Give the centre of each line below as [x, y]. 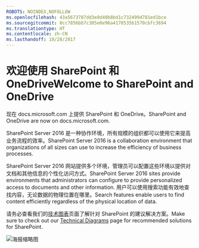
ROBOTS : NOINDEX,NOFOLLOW [38, 12]
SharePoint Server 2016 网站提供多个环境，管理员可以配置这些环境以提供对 [99, 166]
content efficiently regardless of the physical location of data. [82, 201]
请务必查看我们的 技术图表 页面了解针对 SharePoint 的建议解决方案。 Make [96, 213]
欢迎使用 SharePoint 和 [63, 71]
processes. [20, 154]
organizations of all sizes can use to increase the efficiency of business [94, 147]
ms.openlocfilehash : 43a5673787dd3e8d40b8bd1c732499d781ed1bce [86, 17]
